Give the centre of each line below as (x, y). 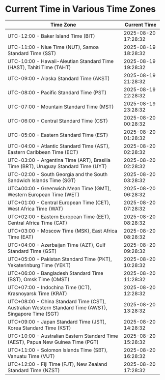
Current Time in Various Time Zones (81, 9)
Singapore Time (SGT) (33, 314)
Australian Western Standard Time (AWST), (57, 307)
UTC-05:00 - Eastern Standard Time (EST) (58, 135)
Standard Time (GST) (32, 251)
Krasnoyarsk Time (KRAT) (37, 293)
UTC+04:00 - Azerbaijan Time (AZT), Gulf (56, 245)
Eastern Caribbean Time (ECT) (43, 152)
